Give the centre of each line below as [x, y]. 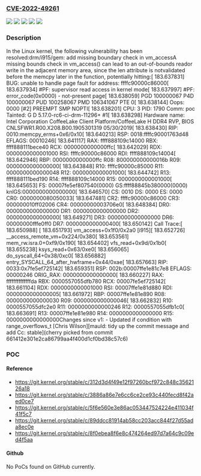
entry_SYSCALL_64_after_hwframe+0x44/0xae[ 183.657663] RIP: [87, 262]
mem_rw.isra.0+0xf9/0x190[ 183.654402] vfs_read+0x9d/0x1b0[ [86, 243]
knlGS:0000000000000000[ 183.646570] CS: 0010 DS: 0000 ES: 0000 [94, 191]
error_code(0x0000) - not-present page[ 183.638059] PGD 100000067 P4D [100, 96]
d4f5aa [24, 439]
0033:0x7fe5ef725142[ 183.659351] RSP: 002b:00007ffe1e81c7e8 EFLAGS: [99, 268]
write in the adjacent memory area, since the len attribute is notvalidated [96, 70]
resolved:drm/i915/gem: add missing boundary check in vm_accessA [91, 57]
